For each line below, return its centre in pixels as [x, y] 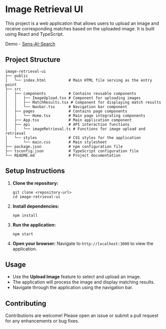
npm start [23, 234]
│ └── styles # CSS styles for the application [73, 137]
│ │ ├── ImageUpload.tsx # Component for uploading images [73, 98]
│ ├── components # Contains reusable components [71, 93]
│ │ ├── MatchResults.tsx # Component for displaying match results [83, 102]
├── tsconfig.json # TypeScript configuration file [72, 151]
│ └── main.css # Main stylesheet [56, 142]
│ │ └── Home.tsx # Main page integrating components [75, 115]
